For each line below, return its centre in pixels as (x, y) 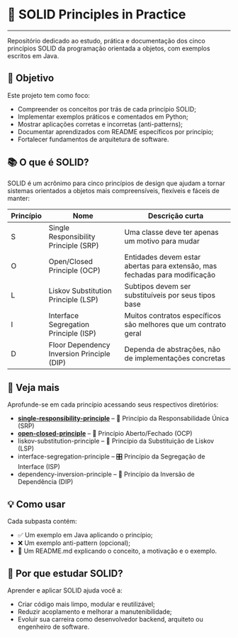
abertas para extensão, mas (171, 265)
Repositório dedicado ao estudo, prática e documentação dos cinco (106, 40)
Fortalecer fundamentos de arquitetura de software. (93, 139)
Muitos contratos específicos (173, 315)
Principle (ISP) (73, 333)
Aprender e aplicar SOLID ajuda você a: (65, 590)
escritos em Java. (33, 55)
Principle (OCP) (74, 270)
